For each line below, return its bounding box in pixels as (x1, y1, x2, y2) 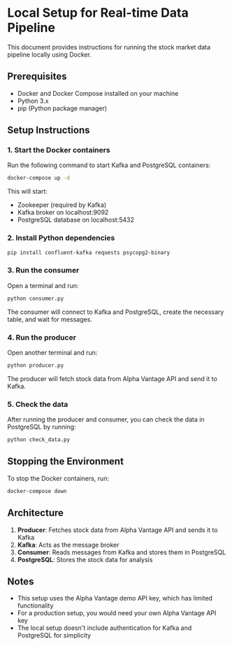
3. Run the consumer (7, 266, 80, 275)
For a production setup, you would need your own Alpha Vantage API (17, 609, 217, 617)
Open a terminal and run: (7, 281, 79, 289)
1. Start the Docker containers (7, 145, 110, 155)
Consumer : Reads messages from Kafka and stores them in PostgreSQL (17, 547, 226, 557)
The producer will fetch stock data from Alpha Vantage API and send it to (7, 374, 218, 382)
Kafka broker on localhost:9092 (17, 208, 109, 217)
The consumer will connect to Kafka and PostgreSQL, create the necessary (7, 308, 224, 316)
